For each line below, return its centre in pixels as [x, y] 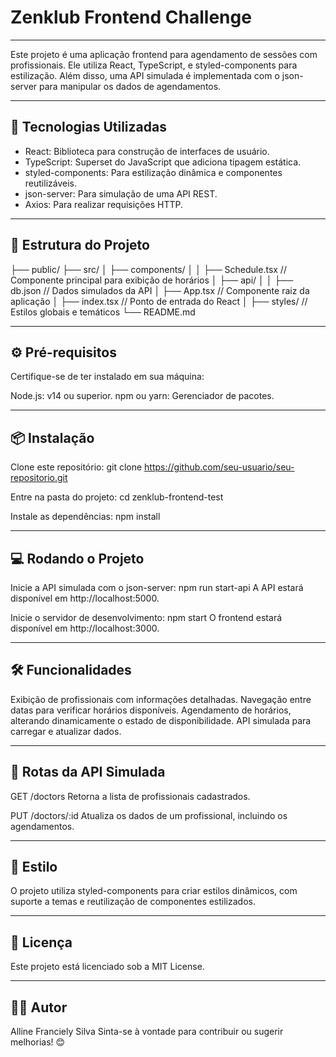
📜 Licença [41, 942]
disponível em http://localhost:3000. [85, 628]
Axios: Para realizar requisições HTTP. [103, 204]
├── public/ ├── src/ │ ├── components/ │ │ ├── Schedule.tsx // [148, 269]
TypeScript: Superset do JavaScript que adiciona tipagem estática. [163, 162]
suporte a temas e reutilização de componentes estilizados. [133, 902]
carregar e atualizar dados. [66, 731]
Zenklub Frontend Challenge [131, 17]
